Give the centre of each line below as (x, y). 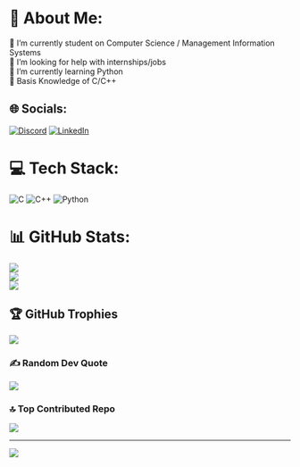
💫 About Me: (56, 18)
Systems (25, 52)
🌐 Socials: (38, 109)
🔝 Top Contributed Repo (62, 408)
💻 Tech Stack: (64, 168)
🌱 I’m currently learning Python (66, 71)
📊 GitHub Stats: (70, 237)
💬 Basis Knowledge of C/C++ (63, 80)
